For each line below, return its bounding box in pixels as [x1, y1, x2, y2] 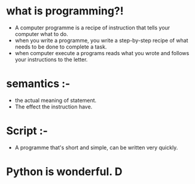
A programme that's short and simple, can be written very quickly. [14, 144, 178, 151]
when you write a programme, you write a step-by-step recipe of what [14, 37, 188, 44]
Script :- [6, 124, 48, 138]
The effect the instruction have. [14, 103, 93, 110]
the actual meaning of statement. [14, 96, 97, 104]
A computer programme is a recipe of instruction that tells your [14, 24, 170, 31]
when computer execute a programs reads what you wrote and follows [14, 49, 190, 56]
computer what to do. [14, 30, 69, 37]
